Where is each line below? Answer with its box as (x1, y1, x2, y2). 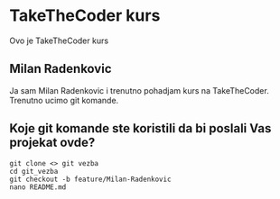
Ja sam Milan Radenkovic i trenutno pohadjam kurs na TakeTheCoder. (9, 85, 269, 95)
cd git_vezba (9, 167, 59, 176)
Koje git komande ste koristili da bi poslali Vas (9, 121, 272, 136)
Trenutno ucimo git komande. (9, 95, 119, 105)
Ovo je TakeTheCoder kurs (9, 35, 109, 46)
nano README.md (9, 182, 67, 192)
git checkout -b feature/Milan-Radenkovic (9, 175, 172, 184)
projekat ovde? (9, 135, 96, 150)
